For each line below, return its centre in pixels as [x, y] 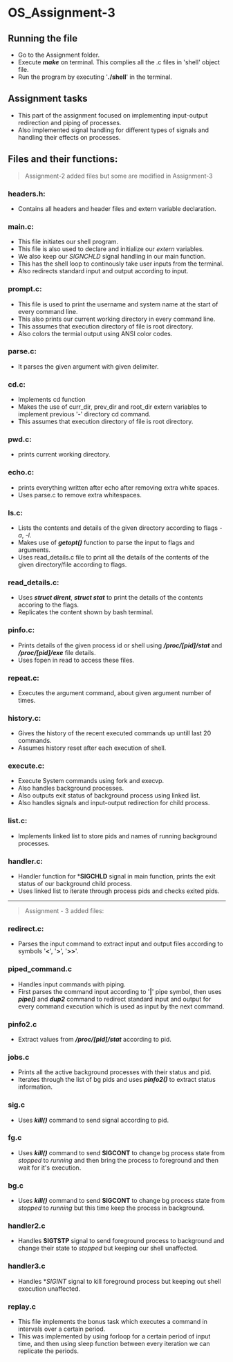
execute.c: [26, 766]
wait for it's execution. [49, 1168]
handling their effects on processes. [69, 137]
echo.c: [21, 472]
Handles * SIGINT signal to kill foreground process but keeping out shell [119, 1281]
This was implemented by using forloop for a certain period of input [114, 1336]
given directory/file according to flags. [72, 564]
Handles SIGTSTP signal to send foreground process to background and [121, 1241]
